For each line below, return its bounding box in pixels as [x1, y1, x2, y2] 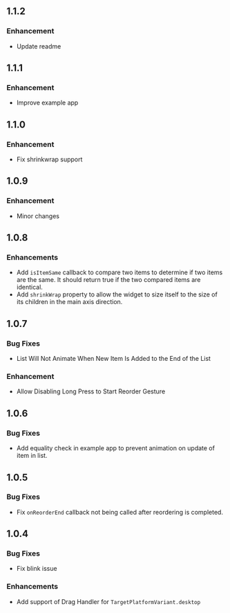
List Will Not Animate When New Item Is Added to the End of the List [16, 355, 211, 363]
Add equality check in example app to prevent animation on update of [16, 444, 215, 452]
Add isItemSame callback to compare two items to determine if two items [16, 268, 223, 276]
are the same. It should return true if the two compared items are [16, 276, 201, 284]
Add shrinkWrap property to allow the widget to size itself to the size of [16, 290, 218, 299]
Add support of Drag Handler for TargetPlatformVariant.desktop [16, 597, 201, 605]
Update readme [16, 42, 61, 51]
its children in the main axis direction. [16, 298, 123, 306]
